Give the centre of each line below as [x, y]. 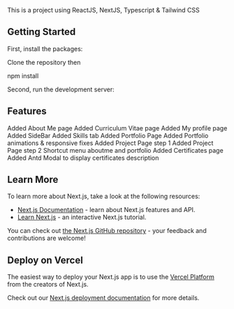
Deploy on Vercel [45, 260]
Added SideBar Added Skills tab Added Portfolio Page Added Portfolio [108, 135]
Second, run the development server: [61, 89]
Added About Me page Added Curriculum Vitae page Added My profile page [117, 128]
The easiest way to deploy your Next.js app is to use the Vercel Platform [111, 277]
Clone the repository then [44, 62]
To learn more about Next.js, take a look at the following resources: [104, 196]
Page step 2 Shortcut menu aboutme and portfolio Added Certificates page [115, 150]
